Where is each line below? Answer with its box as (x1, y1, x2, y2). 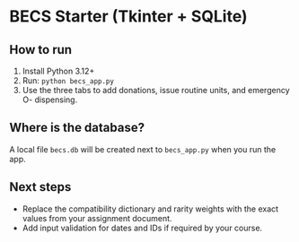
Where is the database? (9, 120, 145, 135)
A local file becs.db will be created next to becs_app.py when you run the (9, 143, 277, 154)
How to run (9, 42, 73, 57)
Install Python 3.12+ (22, 65, 95, 76)
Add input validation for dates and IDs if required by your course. (22, 222, 263, 233)
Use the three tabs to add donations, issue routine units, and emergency (22, 85, 290, 95)
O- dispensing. (22, 94, 78, 105)
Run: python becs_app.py (22, 75, 115, 86)
